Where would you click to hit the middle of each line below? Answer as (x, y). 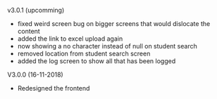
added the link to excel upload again (70, 39)
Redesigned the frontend (54, 88)
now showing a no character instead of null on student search (107, 46)
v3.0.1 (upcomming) (36, 10)
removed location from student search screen (84, 53)
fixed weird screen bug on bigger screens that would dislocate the (114, 24)
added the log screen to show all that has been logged (97, 61)
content (29, 31)
